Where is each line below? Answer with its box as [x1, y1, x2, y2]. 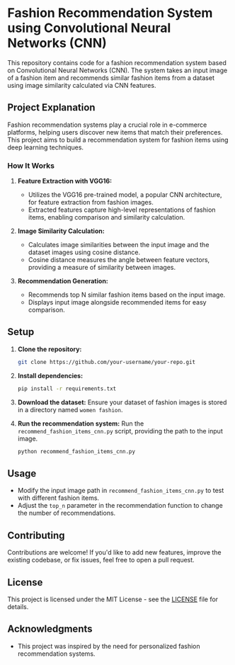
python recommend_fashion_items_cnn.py [17, 448, 136, 455]
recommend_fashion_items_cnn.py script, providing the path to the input [17, 426, 223, 435]
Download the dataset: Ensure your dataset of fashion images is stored [17, 398, 227, 407]
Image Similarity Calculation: [17, 227, 105, 235]
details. [7, 602, 29, 610]
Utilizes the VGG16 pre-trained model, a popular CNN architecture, [28, 191, 222, 199]
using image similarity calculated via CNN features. [7, 81, 156, 89]
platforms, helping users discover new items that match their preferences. [7, 127, 223, 136]
